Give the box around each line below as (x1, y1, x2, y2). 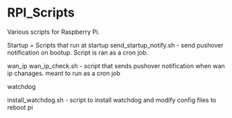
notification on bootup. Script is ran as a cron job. (7, 48, 149, 57)
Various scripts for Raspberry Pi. (7, 28, 100, 36)
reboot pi (7, 103, 33, 111)
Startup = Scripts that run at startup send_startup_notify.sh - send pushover (7, 41, 224, 49)
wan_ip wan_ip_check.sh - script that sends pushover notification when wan (7, 61, 225, 70)
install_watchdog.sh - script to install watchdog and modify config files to (7, 95, 217, 104)
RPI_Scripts (7, 5, 75, 21)
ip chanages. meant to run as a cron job (7, 69, 121, 77)
